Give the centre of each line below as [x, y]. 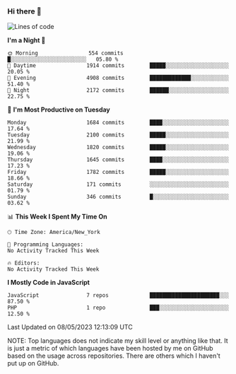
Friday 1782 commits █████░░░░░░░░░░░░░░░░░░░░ [118, 173]
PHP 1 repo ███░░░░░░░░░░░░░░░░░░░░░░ [118, 308]
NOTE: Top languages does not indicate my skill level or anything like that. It [118, 341]
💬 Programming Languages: [45, 245]
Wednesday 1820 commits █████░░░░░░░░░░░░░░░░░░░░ [118, 148]
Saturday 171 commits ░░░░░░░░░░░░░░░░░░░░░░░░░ [118, 185]
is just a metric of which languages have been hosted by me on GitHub [110, 349]
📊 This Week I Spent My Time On [57, 217]
